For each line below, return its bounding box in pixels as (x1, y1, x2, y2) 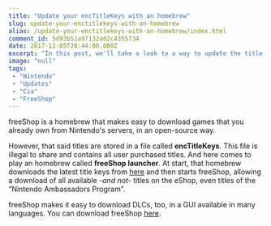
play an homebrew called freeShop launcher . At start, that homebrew (8, 159, 242, 168)
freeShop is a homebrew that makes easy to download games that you (8, 117, 245, 126)
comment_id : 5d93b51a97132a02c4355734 (8, 34, 140, 43)
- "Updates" (11, 79, 53, 87)
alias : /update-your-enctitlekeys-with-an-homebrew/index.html (8, 27, 227, 35)
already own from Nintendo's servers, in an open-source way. (8, 126, 216, 135)
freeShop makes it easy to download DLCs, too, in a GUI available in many (8, 200, 256, 210)
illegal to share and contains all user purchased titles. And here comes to (8, 150, 252, 160)
